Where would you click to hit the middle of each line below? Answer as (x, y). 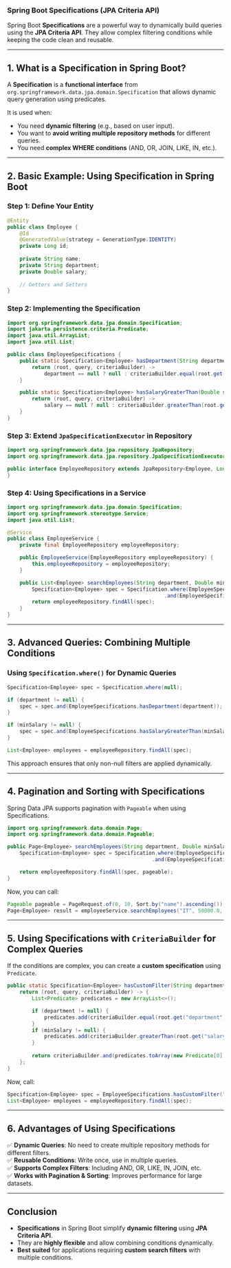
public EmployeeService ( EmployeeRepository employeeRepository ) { (117, 558)
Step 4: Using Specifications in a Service (77, 493)
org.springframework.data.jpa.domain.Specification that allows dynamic (112, 92)
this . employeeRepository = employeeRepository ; (101, 564)
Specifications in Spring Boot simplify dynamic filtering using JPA (112, 1228)
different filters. (29, 1153)
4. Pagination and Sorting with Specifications (106, 791)
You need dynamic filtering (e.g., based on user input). (96, 126)
